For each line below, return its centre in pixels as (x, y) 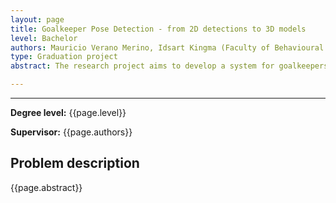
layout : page (37, 19)
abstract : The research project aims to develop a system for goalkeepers (169, 66)
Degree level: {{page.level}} (68, 112)
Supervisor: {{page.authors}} (71, 132)
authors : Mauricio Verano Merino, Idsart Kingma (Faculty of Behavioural (167, 47)
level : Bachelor (44, 38)
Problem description (75, 163)
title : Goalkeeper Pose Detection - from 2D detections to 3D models (158, 29)
